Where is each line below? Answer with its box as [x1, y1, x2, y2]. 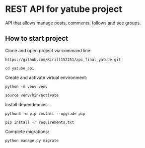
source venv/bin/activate [5, 93, 59, 98]
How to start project [5, 34, 69, 43]
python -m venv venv [5, 84, 48, 89]
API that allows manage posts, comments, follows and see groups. [5, 20, 141, 26]
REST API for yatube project [5, 3, 123, 15]
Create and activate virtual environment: [5, 74, 87, 80]
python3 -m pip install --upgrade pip [5, 111, 85, 116]
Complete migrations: [5, 128, 49, 135]
